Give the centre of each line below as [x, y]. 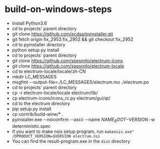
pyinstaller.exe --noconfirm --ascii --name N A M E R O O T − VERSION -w [84, 120]
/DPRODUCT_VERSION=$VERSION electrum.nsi [56, 136]
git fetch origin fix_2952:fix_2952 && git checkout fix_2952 [73, 39]
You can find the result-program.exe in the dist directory [71, 141]
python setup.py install [36, 50]
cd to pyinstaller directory [39, 44]
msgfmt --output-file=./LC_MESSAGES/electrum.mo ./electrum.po [81, 82]
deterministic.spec [31, 126]
